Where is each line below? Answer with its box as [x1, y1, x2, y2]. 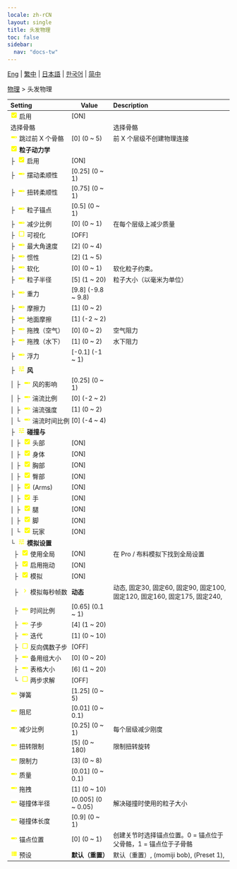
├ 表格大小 [13, 665, 55, 673]
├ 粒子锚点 [10, 205, 52, 214]
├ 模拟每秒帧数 [13, 587, 68, 596]
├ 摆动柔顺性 [10, 171, 59, 179]
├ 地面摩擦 [10, 315, 52, 323]
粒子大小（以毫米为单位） [113, 275, 188, 284]
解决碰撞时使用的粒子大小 [113, 799, 188, 808]
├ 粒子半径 [10, 275, 52, 284]
